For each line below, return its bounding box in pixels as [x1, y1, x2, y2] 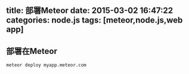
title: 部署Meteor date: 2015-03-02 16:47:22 [6, 5, 173, 16]
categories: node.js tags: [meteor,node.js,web [6, 15, 183, 25]
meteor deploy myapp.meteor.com [6, 62, 86, 68]
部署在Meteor [6, 46, 58, 56]
